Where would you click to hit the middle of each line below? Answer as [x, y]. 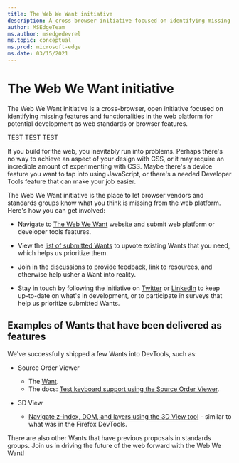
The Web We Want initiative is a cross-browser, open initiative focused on [115, 108]
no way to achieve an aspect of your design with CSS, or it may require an [116, 159]
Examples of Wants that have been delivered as [115, 325]
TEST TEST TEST [33, 137]
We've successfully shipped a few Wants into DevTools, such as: [102, 353]
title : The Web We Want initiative [60, 14]
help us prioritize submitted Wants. [69, 303]
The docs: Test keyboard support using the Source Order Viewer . [124, 389]
